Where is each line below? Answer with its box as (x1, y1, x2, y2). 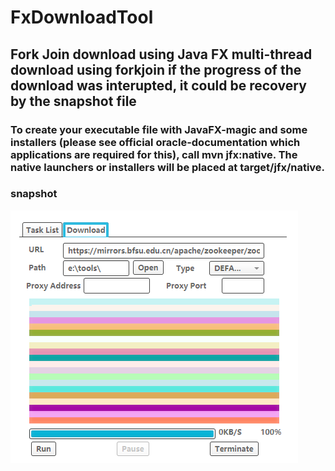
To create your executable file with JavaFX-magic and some (10, 122, 308, 136)
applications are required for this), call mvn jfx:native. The (10, 147, 298, 161)
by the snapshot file (10, 92, 137, 110)
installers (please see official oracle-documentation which (10, 135, 301, 149)
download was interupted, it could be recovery (10, 77, 307, 94)
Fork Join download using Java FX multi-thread (10, 46, 313, 63)
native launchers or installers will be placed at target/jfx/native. (10, 160, 326, 174)
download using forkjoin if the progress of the (10, 61, 302, 78)
